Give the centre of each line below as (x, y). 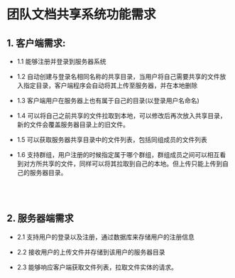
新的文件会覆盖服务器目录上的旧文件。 (73, 124)
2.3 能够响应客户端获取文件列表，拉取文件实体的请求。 (97, 267)
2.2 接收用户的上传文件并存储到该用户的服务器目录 (91, 252)
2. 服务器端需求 (40, 219)
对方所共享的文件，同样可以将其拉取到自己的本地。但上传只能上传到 (123, 164)
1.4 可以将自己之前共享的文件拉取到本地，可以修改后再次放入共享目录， (121, 116)
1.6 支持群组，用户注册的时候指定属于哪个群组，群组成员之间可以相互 (118, 155)
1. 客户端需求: (36, 43)
